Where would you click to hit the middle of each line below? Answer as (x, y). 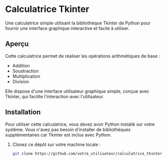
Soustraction (25, 71)
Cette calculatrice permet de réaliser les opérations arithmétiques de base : (83, 56)
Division (20, 81)
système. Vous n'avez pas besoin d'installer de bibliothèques (68, 129)
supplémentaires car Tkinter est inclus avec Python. (59, 135)
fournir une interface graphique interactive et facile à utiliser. (67, 28)
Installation (23, 112)
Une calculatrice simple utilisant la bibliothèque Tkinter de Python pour (78, 23)
